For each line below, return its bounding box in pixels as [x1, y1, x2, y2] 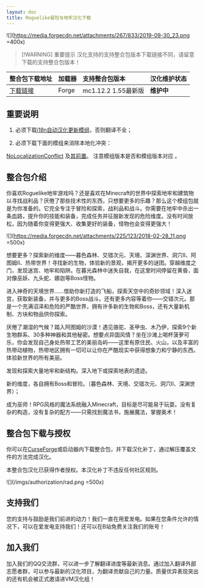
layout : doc [6, 9, 37, 15]
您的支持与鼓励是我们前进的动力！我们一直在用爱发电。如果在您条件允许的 [6, 515, 193, 522]
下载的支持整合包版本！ [21, 58, 81, 66]
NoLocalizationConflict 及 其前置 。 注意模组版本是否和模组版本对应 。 [6, 153, 181, 160]
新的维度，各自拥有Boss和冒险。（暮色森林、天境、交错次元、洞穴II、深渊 [6, 380, 190, 388]
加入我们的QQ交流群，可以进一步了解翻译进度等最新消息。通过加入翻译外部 [6, 560, 196, 567]
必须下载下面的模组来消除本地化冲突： [15, 139, 112, 147]
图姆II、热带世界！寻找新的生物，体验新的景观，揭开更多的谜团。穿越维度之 [6, 259, 196, 266]
